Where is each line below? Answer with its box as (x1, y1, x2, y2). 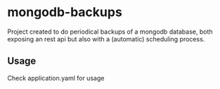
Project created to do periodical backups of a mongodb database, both (7, 27, 213, 36)
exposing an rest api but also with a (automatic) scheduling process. (7, 34, 205, 43)
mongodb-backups (7, 4, 123, 20)
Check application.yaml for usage (7, 74, 105, 82)
